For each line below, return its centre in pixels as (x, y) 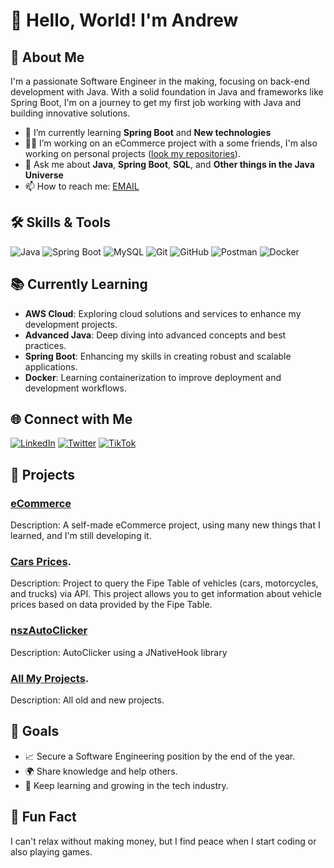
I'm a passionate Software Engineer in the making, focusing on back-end (160, 81)
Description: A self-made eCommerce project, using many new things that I (165, 525)
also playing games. (51, 851)
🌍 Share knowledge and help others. (101, 771)
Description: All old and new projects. (87, 700)
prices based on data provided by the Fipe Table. (111, 605)
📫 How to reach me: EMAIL (82, 186)
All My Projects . (50, 678)
